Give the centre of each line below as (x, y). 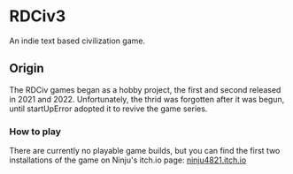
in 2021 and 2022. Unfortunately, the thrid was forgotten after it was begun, (147, 99)
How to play (35, 132)
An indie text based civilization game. (77, 41)
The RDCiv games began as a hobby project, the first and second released (145, 89)
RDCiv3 (38, 16)
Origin (27, 68)
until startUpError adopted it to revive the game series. (108, 109)
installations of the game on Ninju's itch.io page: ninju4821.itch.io (128, 160)
